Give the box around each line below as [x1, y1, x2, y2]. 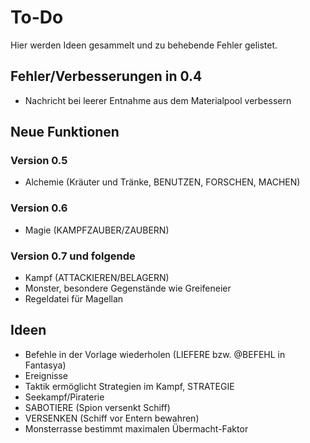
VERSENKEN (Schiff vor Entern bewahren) [24, 412, 200, 424]
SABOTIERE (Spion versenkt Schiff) [24, 401, 171, 413]
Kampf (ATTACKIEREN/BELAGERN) [24, 272, 170, 284]
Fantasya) [24, 359, 67, 371]
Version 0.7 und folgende [10, 249, 136, 263]
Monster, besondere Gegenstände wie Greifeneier [24, 282, 232, 295]
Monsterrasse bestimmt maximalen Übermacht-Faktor [24, 422, 249, 435]
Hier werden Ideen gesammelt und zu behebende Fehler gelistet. [10, 39, 278, 51]
